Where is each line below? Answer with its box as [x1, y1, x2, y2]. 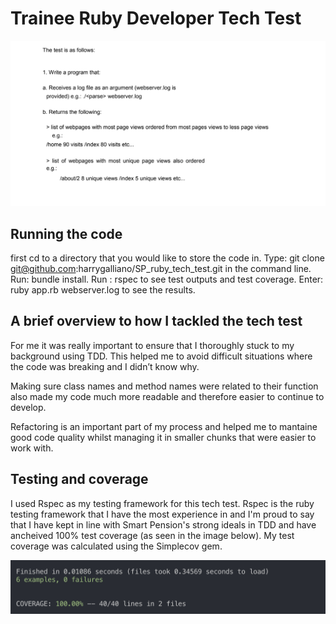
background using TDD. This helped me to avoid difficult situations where [10, 350, 313, 362]
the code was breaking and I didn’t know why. [10, 360, 200, 372]
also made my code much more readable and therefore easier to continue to [10, 390, 325, 402]
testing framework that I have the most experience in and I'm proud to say [10, 508, 315, 520]
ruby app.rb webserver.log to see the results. [10, 284, 196, 296]
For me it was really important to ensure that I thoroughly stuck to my [10, 339, 295, 351]
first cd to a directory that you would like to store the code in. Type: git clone [10, 252, 325, 264]
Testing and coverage [10, 471, 149, 488]
